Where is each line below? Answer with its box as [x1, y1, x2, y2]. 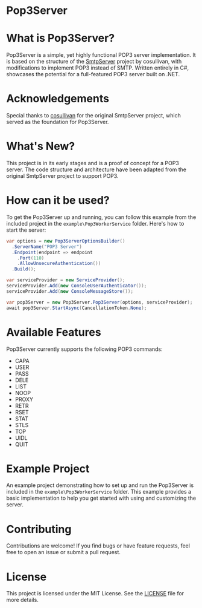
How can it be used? [6, 194, 110, 208]
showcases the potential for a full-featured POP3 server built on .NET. [6, 71, 180, 78]
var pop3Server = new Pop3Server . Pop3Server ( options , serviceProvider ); [6, 299, 193, 306]
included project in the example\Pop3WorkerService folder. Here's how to [6, 220, 185, 227]
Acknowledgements [6, 92, 110, 106]
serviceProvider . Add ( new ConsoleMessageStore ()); [6, 288, 134, 294]
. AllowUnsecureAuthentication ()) [17, 261, 101, 267]
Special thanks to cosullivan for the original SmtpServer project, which [6, 112, 181, 119]
